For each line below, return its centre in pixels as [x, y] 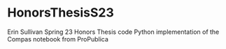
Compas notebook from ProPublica [58, 39]
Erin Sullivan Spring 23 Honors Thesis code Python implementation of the [113, 32]
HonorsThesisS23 [61, 13]
